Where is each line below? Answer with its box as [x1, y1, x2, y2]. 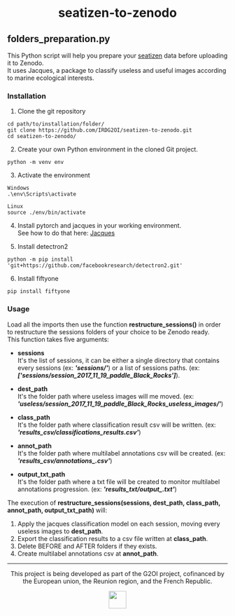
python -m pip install [7, 256, 73, 263]
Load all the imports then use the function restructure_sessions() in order [7, 320, 222, 329]
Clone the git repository [17, 107, 86, 116]
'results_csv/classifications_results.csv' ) [17, 427, 141, 436]
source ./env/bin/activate [7, 209, 86, 217]
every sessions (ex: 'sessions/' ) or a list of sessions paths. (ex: [17, 363, 201, 372]
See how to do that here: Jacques [17, 229, 115, 238]
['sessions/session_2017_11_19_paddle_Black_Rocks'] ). [17, 371, 180, 379]
